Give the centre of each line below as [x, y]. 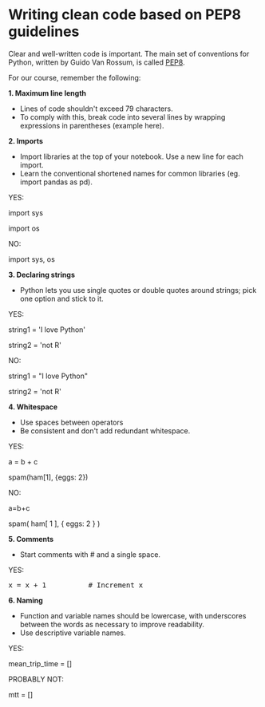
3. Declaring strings [42, 275]
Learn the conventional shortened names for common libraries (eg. [130, 173]
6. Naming [26, 600]
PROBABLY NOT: [36, 679]
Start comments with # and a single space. [90, 554]
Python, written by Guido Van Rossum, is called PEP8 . [97, 62]
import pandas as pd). [56, 182]
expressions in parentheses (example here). [92, 125]
